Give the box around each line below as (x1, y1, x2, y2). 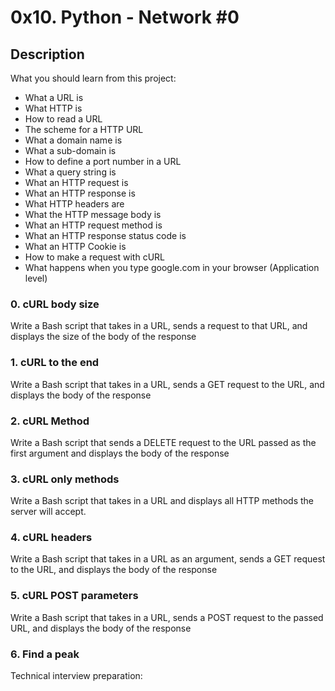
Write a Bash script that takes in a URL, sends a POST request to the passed (10, 611, 324, 623)
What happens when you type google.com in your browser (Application (24, 262, 320, 273)
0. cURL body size (10, 297, 100, 311)
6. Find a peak (10, 647, 80, 661)
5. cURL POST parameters (10, 589, 139, 603)
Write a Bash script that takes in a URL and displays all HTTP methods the (10, 495, 314, 507)
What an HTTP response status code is (24, 230, 187, 241)
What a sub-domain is (24, 145, 117, 156)
